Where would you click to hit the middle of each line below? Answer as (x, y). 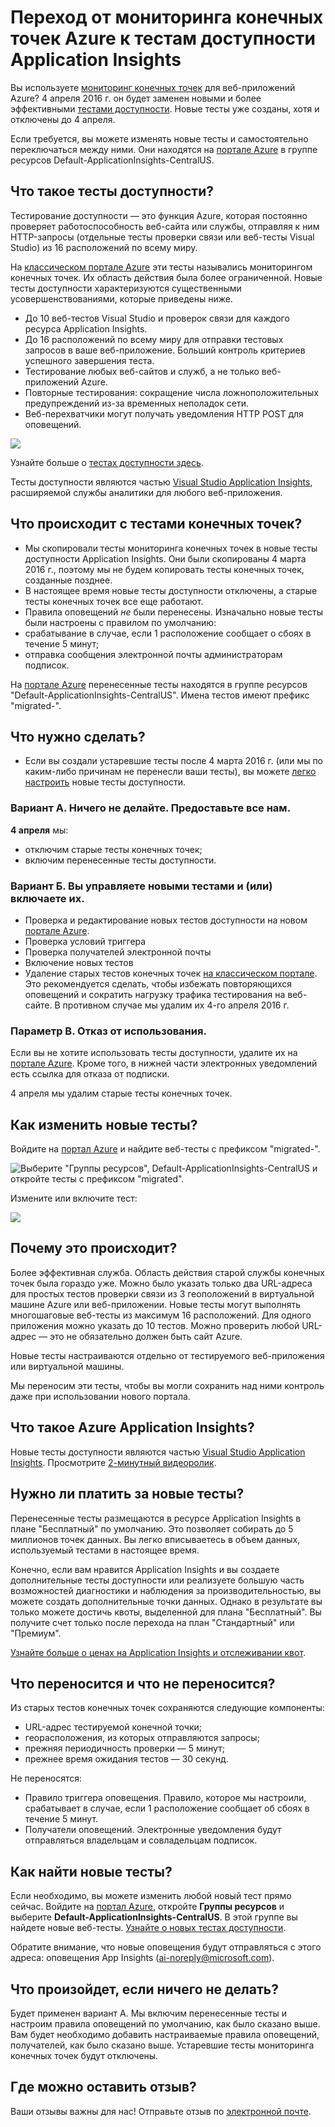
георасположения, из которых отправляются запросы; (142, 1738)
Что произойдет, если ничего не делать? (144, 1989)
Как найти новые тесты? (91, 1871)
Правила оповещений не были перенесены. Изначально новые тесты (173, 612)
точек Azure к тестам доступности (163, 38)
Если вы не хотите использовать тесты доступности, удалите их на (154, 1053)
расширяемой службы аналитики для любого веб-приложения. (146, 492)
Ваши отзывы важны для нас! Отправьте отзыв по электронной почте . (161, 2111)
